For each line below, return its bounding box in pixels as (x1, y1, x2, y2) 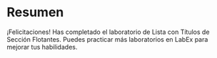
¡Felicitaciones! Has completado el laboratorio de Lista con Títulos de (6, 28, 210, 36)
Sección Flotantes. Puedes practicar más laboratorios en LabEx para (6, 35, 208, 43)
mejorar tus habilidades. (6, 42, 78, 51)
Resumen (6, 4, 64, 21)
